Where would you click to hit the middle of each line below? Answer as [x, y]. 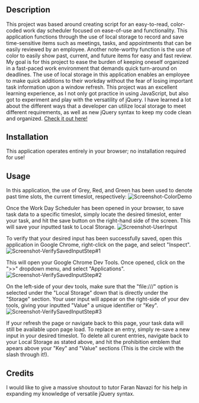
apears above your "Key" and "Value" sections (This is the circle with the [95, 349]
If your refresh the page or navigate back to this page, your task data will [95, 323]
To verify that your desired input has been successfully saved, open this [94, 238]
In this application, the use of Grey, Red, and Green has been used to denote [99, 191]
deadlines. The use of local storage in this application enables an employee [98, 74]
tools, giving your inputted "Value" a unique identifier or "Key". [82, 305]
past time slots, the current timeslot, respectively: [67, 196]
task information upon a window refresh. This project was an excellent [92, 87]
